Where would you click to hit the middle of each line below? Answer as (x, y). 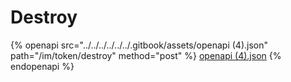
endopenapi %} (42, 66)
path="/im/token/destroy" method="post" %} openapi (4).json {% (146, 55)
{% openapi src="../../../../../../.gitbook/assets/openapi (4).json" (139, 45)
